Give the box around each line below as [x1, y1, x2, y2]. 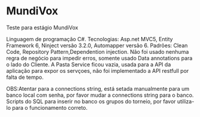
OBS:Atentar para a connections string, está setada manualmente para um [6, 85, 190, 92]
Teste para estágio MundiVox [6, 24, 78, 31]
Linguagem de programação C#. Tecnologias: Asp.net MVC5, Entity [6, 35, 173, 42]
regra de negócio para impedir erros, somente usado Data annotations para [6, 54, 193, 61]
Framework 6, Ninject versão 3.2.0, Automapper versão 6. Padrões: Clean [6, 42, 188, 49]
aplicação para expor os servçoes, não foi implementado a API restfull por [6, 67, 189, 74]
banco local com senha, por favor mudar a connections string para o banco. [6, 91, 194, 98]
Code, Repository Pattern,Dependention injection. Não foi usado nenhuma [6, 48, 189, 55]
